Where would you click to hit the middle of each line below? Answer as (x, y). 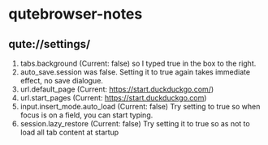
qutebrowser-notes (76, 14)
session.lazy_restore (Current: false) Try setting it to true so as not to (135, 124)
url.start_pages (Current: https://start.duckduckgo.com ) (113, 98)
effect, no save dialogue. (62, 81)
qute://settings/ (50, 44)
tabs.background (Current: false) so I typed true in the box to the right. (138, 63)
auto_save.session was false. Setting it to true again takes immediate (135, 72)
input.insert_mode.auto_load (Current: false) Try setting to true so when (140, 107)
